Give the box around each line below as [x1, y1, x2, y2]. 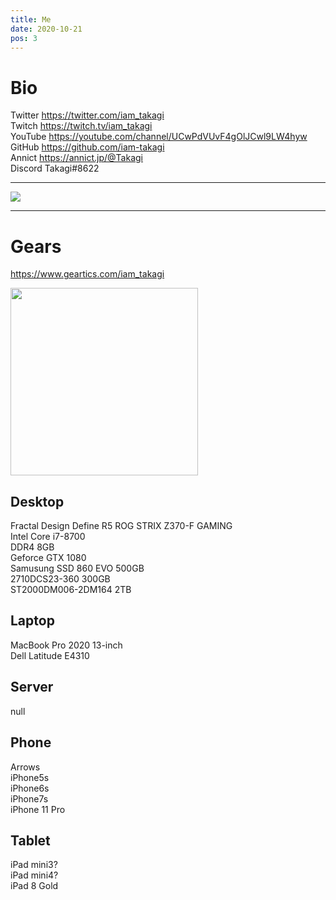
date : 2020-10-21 [10, 24, 83, 34]
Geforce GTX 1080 [10, 552, 87, 564]
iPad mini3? [10, 859, 58, 871]
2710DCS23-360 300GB [10, 573, 111, 585]
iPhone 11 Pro [10, 803, 66, 815]
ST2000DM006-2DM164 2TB [10, 584, 132, 596]
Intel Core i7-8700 [10, 531, 86, 543]
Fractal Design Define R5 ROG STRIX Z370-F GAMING [10, 520, 233, 532]
